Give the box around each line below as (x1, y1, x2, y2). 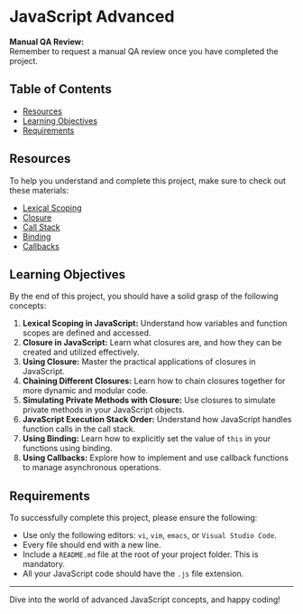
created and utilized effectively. (22, 346, 140, 358)
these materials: (9, 184, 69, 195)
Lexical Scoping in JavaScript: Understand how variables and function (22, 318, 288, 329)
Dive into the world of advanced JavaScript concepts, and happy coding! (9, 594, 281, 605)
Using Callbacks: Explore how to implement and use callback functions (22, 452, 289, 463)
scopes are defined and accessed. (22, 327, 151, 338)
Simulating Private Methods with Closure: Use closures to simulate (22, 395, 276, 406)
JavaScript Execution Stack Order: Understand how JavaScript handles (22, 414, 292, 425)
